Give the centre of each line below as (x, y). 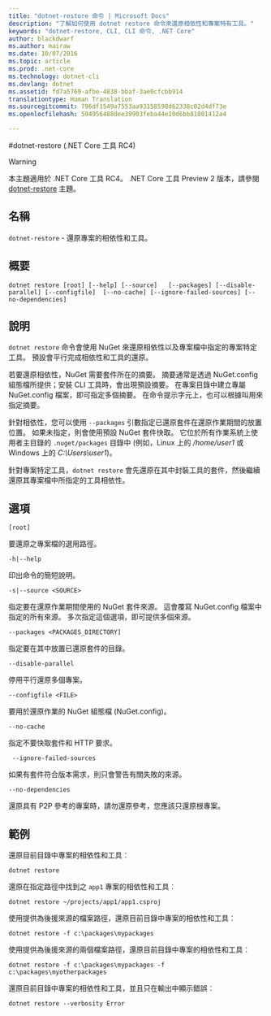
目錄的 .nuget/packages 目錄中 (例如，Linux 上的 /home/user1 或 (137, 443)
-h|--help (25, 559)
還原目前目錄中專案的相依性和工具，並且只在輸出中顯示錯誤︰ (112, 988)
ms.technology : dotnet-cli (54, 76)
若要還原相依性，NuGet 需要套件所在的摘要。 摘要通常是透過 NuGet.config (133, 375)
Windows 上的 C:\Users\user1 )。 (62, 453)
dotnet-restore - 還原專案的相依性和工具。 (80, 237)
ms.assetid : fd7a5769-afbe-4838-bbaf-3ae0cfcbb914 (96, 91)
